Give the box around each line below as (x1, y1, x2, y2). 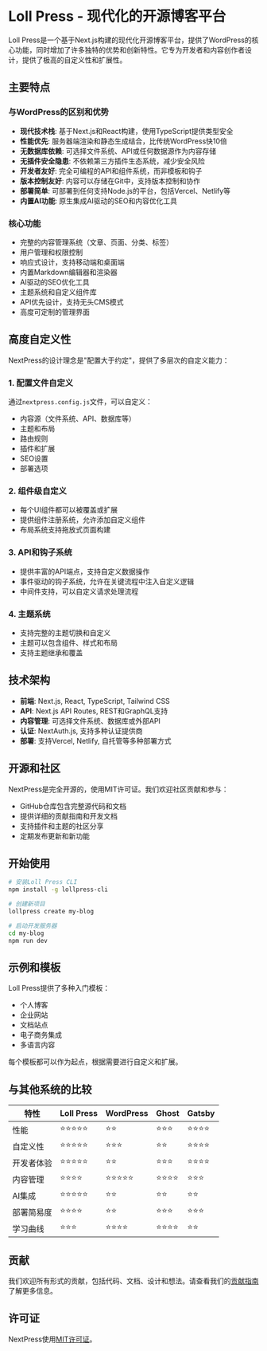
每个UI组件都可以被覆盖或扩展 (19, 505, 118, 515)
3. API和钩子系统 (8, 547, 73, 558)
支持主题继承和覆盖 (19, 647, 83, 658)
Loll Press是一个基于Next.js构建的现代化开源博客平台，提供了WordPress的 (8, 35, 252, 45)
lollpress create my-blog (8, 907, 94, 915)
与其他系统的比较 (8, 1082, 92, 1096)
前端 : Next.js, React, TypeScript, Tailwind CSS (19, 696, 171, 705)
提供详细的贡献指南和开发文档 (19, 811, 118, 821)
